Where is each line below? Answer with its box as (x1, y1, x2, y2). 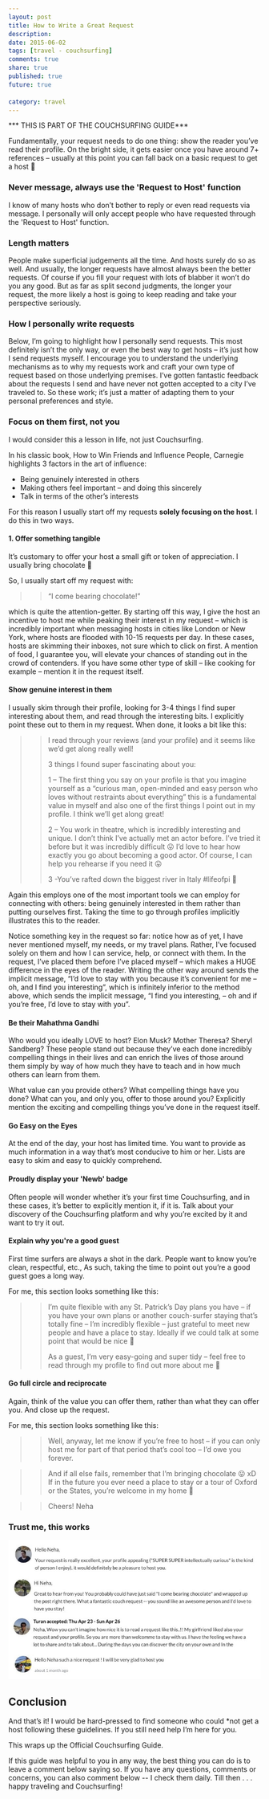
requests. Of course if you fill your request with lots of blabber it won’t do (8, 272, 251, 282)
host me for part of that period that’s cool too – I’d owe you (47, 1444, 242, 1454)
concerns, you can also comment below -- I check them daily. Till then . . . (8, 1773, 253, 1782)
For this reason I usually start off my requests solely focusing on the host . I (8, 507, 258, 516)
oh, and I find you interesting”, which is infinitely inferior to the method (8, 982, 240, 992)
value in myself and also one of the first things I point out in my (47, 800, 256, 810)
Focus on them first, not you (8, 416, 120, 427)
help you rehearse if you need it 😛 (47, 859, 163, 868)
